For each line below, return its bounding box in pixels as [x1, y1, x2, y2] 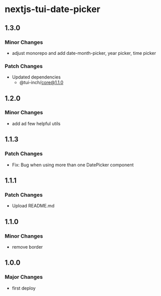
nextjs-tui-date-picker [5, 4, 101, 15]
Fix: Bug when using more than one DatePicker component [12, 162, 134, 168]
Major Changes [5, 273, 43, 280]
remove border [12, 244, 43, 250]
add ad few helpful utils [12, 120, 61, 126]
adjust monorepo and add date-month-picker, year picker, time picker [12, 50, 156, 56]
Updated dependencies [12, 74, 61, 80]
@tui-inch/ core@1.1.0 [19, 80, 64, 86]
